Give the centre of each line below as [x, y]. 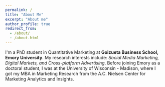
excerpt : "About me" [27, 19]
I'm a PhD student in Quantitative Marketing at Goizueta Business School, [82, 52]
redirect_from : [21, 29]
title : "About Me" [24, 15]
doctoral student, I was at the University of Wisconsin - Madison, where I [80, 68]
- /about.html [24, 38]
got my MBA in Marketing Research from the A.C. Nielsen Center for [75, 73]
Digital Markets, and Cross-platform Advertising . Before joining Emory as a [83, 63]
